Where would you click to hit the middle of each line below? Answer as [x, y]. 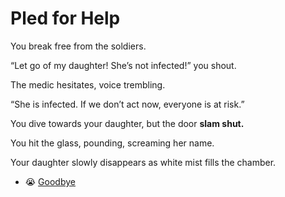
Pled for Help [65, 18]
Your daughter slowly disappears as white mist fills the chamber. [143, 162]
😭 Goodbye [50, 181]
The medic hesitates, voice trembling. [88, 84]
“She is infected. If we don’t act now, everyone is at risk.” [127, 104]
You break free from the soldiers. [78, 46]
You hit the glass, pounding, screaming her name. [112, 143]
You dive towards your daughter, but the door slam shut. [127, 123]
